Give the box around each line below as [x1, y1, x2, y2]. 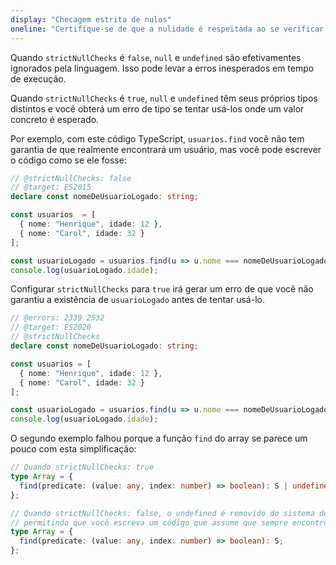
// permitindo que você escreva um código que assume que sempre [10, 517, 288, 528]
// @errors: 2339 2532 [10, 313, 105, 323]
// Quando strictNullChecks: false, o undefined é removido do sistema [10, 508, 315, 518]
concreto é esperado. [10, 113, 100, 125]
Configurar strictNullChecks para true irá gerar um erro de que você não [10, 283, 314, 295]
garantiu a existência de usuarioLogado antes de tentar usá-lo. [10, 294, 265, 306]
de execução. [10, 72, 67, 85]
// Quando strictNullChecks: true [10, 462, 155, 473]
